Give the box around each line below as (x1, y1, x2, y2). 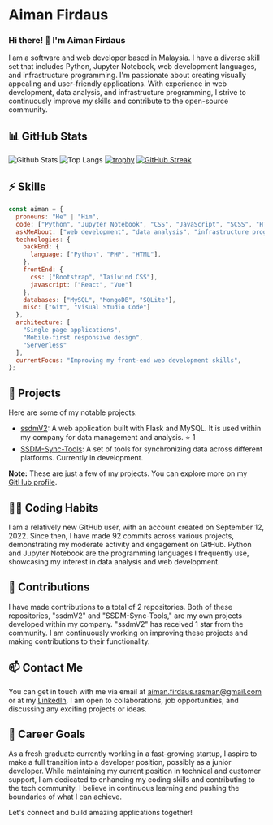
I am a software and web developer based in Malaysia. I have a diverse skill (8, 53, 260, 63)
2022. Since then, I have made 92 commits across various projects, (8, 530, 234, 541)
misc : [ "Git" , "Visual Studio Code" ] (23, 303, 151, 312)
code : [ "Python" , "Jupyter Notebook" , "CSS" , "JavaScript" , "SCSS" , (15, 220, 253, 228)
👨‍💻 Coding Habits (8, 501, 99, 515)
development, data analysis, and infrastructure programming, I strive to (8, 88, 246, 97)
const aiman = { (8, 205, 63, 214)
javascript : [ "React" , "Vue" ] (29, 280, 132, 289)
